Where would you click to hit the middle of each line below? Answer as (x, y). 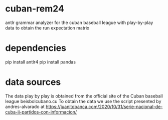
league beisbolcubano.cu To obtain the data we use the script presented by (83, 101)
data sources (33, 82)
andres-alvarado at (25, 106)
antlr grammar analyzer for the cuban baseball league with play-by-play (79, 22)
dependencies (36, 48)
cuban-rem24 (35, 9)
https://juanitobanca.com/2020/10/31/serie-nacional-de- (104, 106)
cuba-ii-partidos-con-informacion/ (41, 112)
